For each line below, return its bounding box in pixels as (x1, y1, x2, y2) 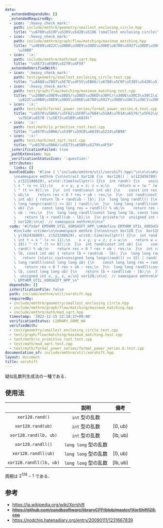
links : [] (14, 165, 34, 170)
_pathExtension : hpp (9, 152, 51, 156)
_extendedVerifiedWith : (9, 66, 57, 71)
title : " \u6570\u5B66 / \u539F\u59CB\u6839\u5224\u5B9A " (14, 129, 127, 134)
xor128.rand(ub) (15, 423, 52, 429)
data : (5, 7, 16, 12)
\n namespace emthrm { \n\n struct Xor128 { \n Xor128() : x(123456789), (14, 174, 160, 179)
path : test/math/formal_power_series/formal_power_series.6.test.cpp (14, 106, 158, 112)
